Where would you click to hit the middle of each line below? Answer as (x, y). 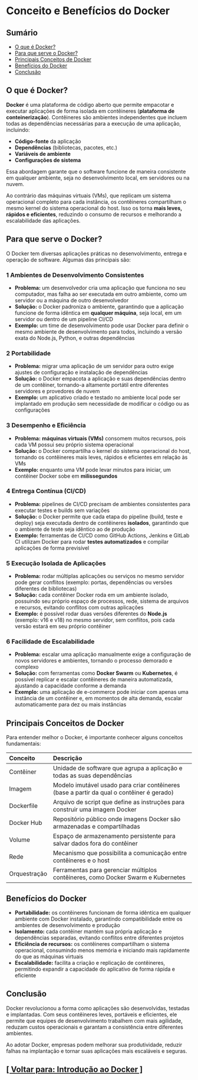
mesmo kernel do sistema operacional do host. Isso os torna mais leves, (94, 208)
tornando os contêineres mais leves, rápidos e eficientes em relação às (101, 457)
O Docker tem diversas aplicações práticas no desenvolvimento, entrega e (97, 253)
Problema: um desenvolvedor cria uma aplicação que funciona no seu (100, 288)
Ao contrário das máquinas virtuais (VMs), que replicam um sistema (88, 195)
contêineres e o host (81, 860)
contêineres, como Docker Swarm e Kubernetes (119, 877)
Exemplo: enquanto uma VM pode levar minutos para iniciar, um (93, 469)
